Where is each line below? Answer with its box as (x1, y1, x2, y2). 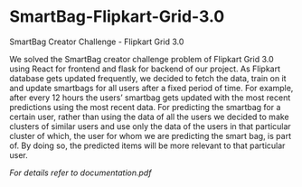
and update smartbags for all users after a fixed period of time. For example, (9, 82, 294, 93)
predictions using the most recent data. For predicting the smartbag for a (9, 101, 281, 112)
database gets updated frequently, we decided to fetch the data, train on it (9, 72, 287, 83)
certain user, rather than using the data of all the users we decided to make (9, 111, 289, 122)
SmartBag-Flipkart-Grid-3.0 (9, 6, 225, 27)
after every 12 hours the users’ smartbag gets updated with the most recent (9, 92, 291, 103)
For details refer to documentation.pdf (9, 167, 152, 178)
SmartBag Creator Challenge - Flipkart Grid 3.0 (9, 36, 184, 47)
